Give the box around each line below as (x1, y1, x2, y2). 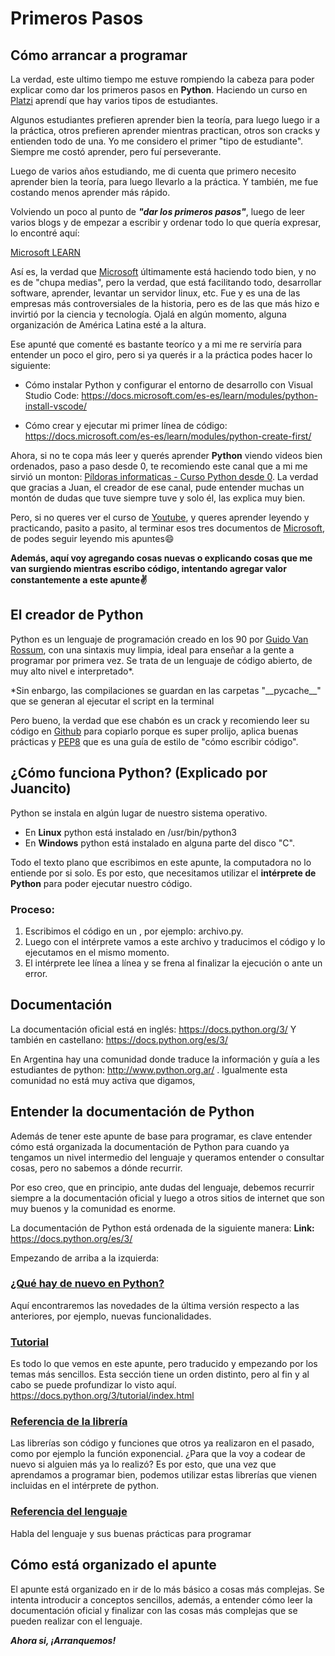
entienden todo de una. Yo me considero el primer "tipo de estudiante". (10, 135, 304, 147)
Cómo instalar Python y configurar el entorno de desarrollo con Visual (24, 379, 313, 391)
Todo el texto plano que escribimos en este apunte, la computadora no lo (10, 856, 312, 868)
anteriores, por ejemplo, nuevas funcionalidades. (10, 1310, 212, 1322)
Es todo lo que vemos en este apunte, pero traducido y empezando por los (10, 1358, 318, 1370)
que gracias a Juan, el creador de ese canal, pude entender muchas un (10, 482, 305, 493)
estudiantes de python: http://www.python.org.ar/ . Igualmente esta (10, 1063, 288, 1076)
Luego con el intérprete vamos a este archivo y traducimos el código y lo (24, 935, 326, 947)
